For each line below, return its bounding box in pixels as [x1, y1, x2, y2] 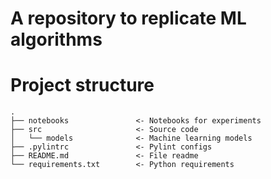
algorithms [10, 28, 103, 51]
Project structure [10, 74, 155, 97]
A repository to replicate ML [10, 7, 247, 30]
